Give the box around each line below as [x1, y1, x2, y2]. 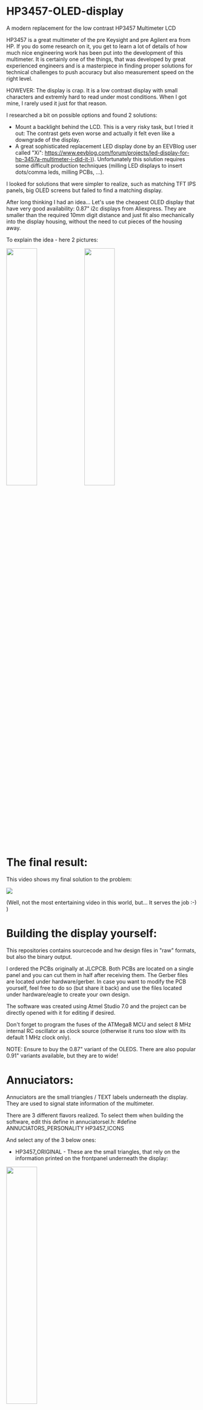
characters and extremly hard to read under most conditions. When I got [6, 93, 187, 100]
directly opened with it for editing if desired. [6, 1009, 116, 1016]
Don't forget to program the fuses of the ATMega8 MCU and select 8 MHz [6, 1020, 191, 1028]
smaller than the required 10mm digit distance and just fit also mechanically [6, 211, 195, 218]
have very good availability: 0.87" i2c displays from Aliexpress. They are [6, 205, 187, 212]
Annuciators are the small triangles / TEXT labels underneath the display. [6, 1093, 188, 1101]
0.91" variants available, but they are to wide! [6, 1052, 118, 1059]
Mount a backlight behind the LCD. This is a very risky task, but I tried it [15, 123, 194, 130]
